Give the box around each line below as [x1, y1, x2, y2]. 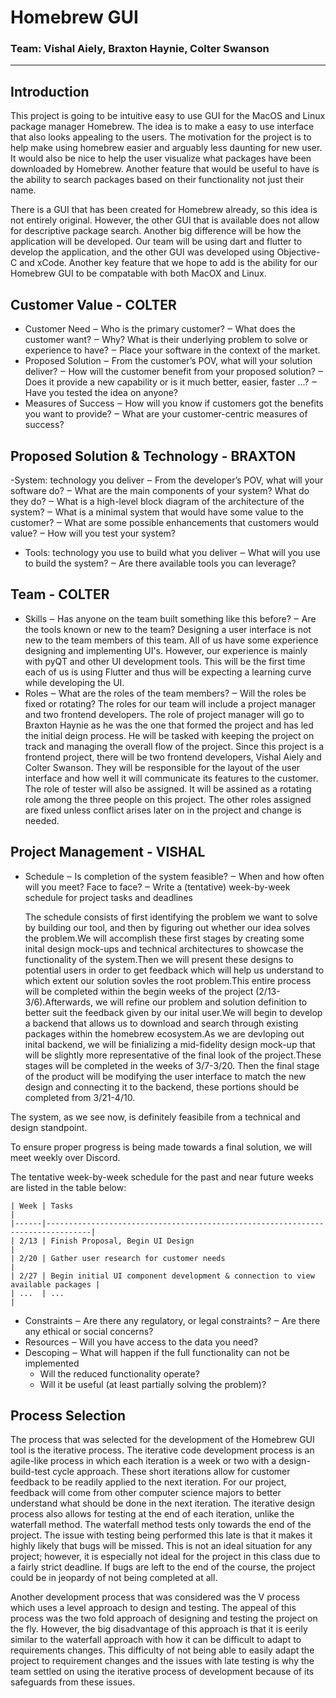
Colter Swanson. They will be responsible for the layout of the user [24, 761, 301, 773]
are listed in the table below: [10, 1181, 127, 1193]
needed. [24, 814, 60, 826]
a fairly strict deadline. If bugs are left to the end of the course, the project [10, 1561, 316, 1573]
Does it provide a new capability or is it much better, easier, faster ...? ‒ [24, 376, 318, 388]
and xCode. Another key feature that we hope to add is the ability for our [19, 257, 318, 269]
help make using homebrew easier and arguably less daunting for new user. [10, 142, 323, 154]
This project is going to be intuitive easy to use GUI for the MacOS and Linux [10, 110, 326, 122]
